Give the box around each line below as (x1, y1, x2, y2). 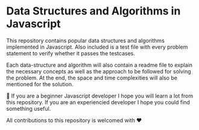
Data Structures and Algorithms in (6, 4, 181, 18)
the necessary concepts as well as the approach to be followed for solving (6, 67, 191, 75)
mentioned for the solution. (6, 80, 74, 88)
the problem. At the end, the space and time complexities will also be (6, 74, 178, 81)
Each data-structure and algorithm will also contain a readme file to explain (6, 61, 193, 69)
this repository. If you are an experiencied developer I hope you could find (6, 98, 190, 106)
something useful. (6, 105, 51, 112)
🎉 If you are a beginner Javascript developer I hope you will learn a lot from (6, 92, 194, 99)
